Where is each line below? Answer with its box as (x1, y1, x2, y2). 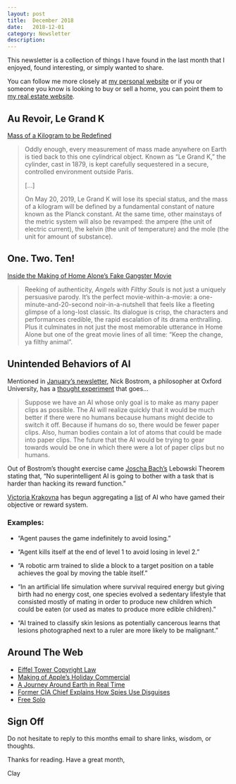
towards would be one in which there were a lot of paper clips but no (24, 442, 225, 452)
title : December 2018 (7, 17, 74, 24)
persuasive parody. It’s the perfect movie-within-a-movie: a (24, 292, 197, 301)
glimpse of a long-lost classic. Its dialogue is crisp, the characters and (24, 308, 228, 316)
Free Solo (17, 695, 46, 704)
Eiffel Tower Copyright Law (17, 665, 97, 674)
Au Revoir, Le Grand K (7, 112, 105, 124)
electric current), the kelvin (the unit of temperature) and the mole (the (24, 224, 229, 233)
